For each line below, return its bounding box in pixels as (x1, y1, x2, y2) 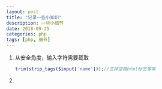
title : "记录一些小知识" (6, 14, 62, 20)
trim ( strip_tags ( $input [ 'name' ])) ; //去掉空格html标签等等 (14, 66, 156, 72)
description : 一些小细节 (6, 20, 64, 26)
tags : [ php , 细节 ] (6, 37, 50, 43)
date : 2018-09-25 (6, 25, 50, 32)
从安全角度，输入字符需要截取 (14, 54, 89, 61)
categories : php (6, 31, 47, 37)
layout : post (6, 8, 39, 15)
